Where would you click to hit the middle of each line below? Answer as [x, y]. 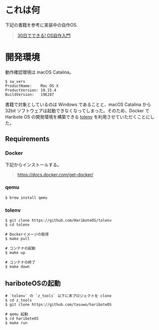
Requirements [27, 139]
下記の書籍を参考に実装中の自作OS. [41, 25]
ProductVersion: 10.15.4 [31, 90]
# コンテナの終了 [20, 262]
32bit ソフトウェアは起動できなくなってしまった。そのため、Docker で [77, 110]
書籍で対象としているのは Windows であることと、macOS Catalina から [78, 104]
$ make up [15, 253]
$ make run [16, 323]
